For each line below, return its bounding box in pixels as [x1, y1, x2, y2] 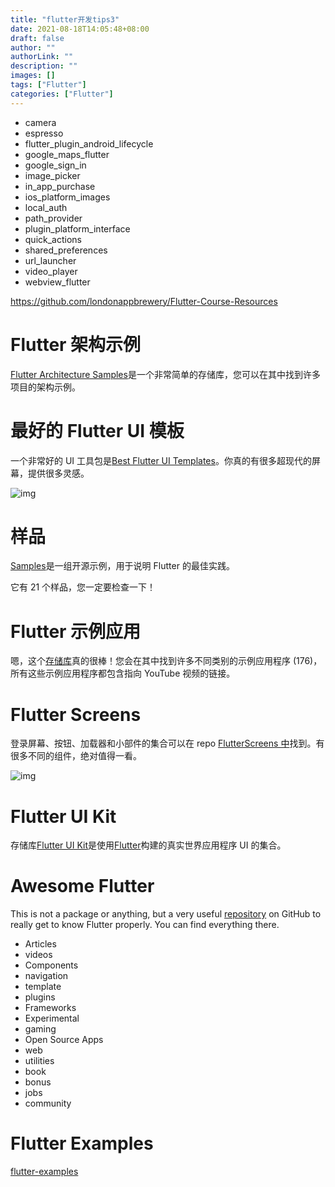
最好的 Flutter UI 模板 [10, 419, 185, 442]
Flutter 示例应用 [10, 620, 142, 643]
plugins [24, 991, 56, 1003]
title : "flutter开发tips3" [10, 14, 120, 25]
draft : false [10, 33, 65, 43]
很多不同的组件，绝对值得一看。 [10, 750, 142, 762]
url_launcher [24, 254, 77, 266]
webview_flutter [24, 276, 91, 288]
